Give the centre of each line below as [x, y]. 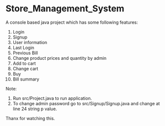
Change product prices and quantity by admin [60, 58]
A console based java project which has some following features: [72, 22]
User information [30, 42]
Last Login [23, 47]
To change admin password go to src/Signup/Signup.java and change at [86, 103]
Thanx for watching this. [30, 118]
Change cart [25, 68]
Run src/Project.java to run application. [52, 98]
